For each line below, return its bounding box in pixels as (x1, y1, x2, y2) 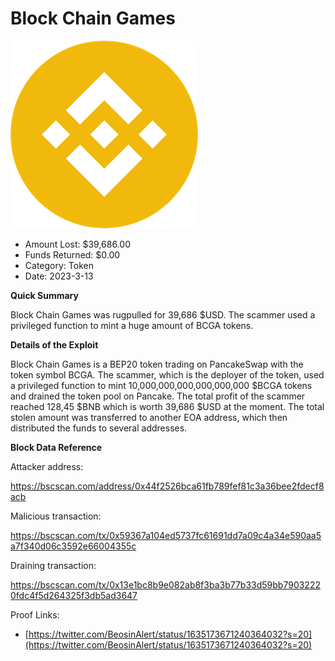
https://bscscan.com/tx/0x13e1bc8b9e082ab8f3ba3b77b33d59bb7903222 (10, 578, 321, 591)
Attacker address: (10, 460, 84, 472)
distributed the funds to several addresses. (10, 422, 188, 434)
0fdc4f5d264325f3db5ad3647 (10, 589, 138, 601)
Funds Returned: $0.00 (24, 248, 121, 261)
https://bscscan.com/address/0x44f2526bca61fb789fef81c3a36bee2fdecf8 (10, 480, 325, 492)
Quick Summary (10, 289, 79, 301)
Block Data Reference (10, 441, 103, 453)
